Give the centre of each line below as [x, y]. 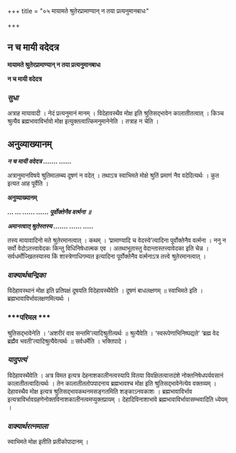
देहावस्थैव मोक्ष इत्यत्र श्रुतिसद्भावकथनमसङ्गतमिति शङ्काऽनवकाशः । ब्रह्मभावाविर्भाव [100, 391]
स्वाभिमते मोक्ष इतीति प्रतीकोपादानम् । [48, 442]
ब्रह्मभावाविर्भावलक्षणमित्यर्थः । [39, 299]
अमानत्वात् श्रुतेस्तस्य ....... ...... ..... [50, 226]
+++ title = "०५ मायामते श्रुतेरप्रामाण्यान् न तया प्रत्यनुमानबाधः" [78, 11]
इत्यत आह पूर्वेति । [28, 183]
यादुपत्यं [17, 360]
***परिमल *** [29, 318]
